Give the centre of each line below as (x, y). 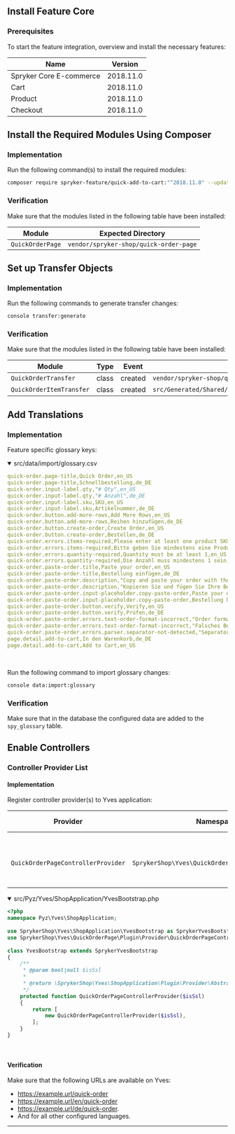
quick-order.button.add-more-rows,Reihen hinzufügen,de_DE (95, 522)
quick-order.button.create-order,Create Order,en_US (86, 528)
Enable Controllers (49, 748)
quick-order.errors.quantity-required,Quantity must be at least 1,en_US (117, 554)
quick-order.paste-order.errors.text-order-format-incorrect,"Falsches (114, 626)
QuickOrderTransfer (43, 378)
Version (125, 64)
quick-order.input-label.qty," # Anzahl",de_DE (76, 496)
